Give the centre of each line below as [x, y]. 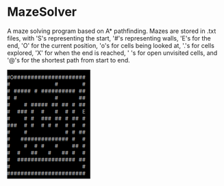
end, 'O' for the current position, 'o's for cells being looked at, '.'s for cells [111, 45]
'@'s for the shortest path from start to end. [69, 60]
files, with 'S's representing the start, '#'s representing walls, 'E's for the [109, 38]
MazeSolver [42, 12]
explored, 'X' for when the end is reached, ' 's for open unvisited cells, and [112, 53]
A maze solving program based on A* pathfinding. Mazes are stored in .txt [112, 31]
